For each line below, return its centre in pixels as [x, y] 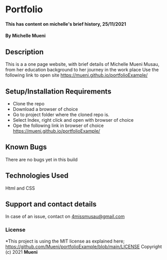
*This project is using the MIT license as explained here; [65, 241]
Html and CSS [20, 188]
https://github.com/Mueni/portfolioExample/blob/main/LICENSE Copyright [84, 246]
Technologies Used [37, 176]
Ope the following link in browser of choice [58, 125]
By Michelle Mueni [25, 36]
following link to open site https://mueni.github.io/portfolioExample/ [77, 75]
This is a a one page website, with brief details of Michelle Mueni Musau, [82, 64]
